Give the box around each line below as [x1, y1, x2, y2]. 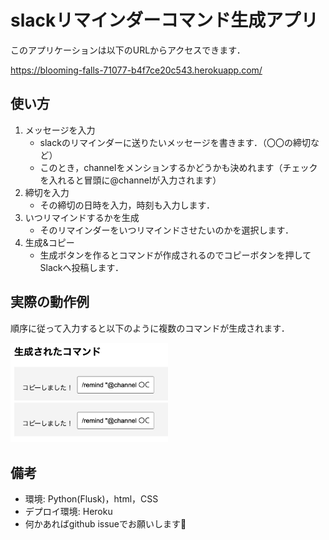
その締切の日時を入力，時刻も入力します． [39, 199, 216, 211]
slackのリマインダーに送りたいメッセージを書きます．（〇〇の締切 [39, 136, 312, 148]
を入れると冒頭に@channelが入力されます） [39, 174, 222, 186]
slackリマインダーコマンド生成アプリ [10, 9, 319, 32]
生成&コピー [24, 236, 75, 248]
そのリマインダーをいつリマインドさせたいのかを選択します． [39, 224, 295, 236]
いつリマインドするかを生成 [24, 211, 140, 223]
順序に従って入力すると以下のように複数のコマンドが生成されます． [10, 322, 290, 334]
